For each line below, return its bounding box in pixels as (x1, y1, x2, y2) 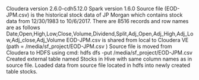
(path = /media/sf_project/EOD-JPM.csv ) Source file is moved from (6, 43, 172, 50)
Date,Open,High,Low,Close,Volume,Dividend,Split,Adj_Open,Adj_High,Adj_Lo (6, 30, 194, 37)
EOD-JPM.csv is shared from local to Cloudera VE (66, 37, 189, 43)
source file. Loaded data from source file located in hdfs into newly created (6, 62, 191, 69)
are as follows (6, 24, 40, 31)
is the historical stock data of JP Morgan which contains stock (30, 11, 183, 18)
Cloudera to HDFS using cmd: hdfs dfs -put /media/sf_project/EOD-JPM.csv (6, 49, 193, 56)
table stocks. (6, 68, 37, 75)
